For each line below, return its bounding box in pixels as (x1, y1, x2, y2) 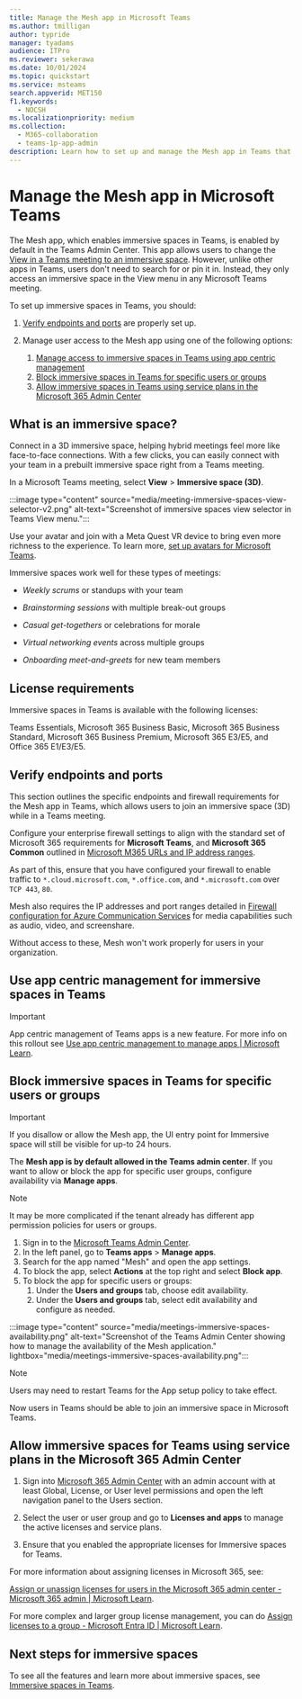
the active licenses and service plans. (22, 1522, 162, 1533)
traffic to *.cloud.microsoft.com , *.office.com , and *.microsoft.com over (9, 874, 280, 885)
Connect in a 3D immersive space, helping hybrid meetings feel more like (9, 440, 280, 451)
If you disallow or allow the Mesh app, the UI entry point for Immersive (9, 1128, 270, 1139)
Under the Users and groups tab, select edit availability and (35, 1294, 258, 1305)
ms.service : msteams (9, 80, 87, 89)
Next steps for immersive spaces (9, 1646, 199, 1661)
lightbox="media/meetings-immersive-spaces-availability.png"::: (9, 1350, 249, 1361)
